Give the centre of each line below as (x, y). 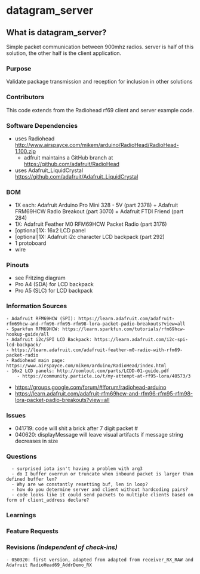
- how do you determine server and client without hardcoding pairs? (100, 490)
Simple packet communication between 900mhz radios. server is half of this (100, 47)
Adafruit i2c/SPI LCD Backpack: (52, 339)
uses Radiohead (35, 139)
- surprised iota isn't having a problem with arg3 (77, 469)
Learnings (21, 515)
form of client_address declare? (48, 500)
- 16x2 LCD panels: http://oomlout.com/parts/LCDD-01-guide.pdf (88, 371)
